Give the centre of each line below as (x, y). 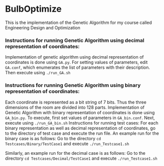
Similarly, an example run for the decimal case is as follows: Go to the (75, 153)
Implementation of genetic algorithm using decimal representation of (74, 57)
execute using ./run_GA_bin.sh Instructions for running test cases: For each (82, 123)
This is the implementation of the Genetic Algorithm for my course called (79, 22)
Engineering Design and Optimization (43, 27)
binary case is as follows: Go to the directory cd (53, 138)
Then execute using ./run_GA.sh (38, 73)
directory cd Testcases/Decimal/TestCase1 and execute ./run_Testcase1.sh (81, 158)
